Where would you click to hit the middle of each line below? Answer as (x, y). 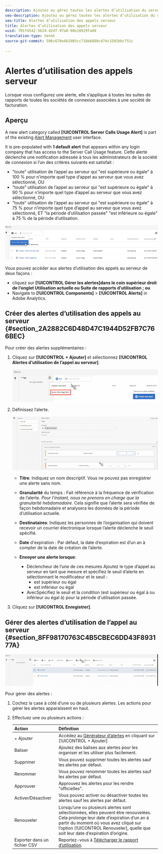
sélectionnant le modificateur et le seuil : (67, 577)
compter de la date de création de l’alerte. (61, 548)
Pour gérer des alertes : (29, 694)
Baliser (21, 750)
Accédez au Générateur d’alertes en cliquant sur (107, 736)
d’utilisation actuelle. (40, 513)
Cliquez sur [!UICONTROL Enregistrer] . (51, 607)
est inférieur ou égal (54, 587)
